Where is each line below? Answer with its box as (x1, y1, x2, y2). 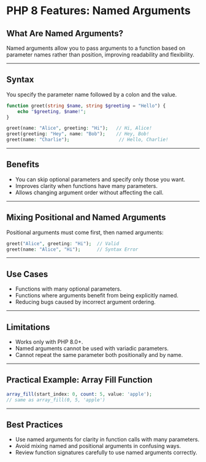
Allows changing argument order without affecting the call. (15, 189, 164, 196)
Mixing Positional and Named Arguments (6, 213, 167, 223)
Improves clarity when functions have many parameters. (15, 182, 158, 189)
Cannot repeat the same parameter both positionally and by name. (15, 351, 183, 359)
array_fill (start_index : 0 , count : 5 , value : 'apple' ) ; (6, 391, 152, 397)
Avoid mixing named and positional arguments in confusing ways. (15, 442, 181, 450)
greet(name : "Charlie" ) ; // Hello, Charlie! (6, 136, 169, 143)
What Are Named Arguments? (6, 28, 124, 39)
